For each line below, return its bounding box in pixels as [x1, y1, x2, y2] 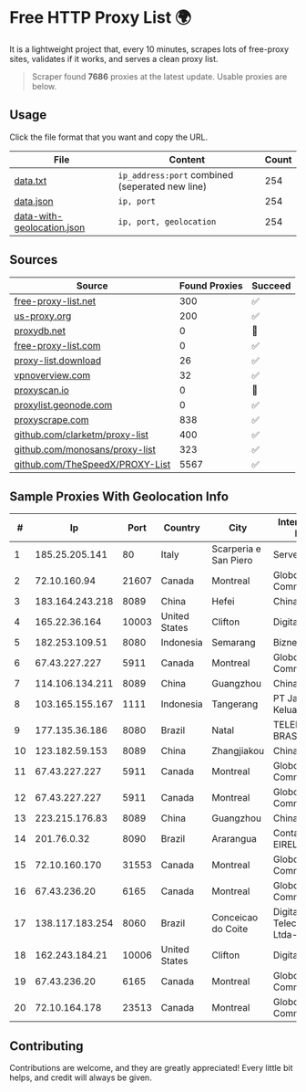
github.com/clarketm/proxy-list [14, 428, 148, 441]
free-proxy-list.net [14, 294, 97, 307]
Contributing [9, 1038, 84, 1054]
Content [168, 152, 206, 165]
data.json [14, 194, 54, 207]
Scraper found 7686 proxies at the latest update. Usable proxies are [31, 70, 288, 82]
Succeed [251, 279, 291, 292]
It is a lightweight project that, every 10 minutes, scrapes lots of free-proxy [9, 43, 290, 55]
